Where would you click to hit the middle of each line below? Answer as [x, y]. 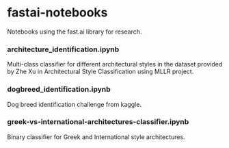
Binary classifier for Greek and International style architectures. [96, 137]
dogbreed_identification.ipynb [59, 89]
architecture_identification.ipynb [63, 49]
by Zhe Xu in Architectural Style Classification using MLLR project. [100, 72]
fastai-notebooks [57, 13]
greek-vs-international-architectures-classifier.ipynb [98, 122]
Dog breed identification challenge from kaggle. [75, 104]
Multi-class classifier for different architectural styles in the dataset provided [115, 64]
